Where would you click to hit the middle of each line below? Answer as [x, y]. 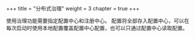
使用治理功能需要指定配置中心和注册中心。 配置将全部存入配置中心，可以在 [98, 21]
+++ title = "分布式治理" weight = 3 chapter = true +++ [73, 8]
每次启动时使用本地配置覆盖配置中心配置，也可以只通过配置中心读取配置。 [97, 28]
